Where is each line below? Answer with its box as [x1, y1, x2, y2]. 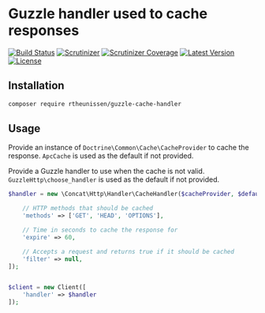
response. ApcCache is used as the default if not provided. [8, 151, 194, 160]
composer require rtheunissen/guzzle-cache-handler [8, 100, 181, 107]
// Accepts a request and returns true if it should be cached [22, 247, 235, 255]
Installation [8, 79, 65, 92]
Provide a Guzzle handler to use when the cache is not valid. [8, 167, 205, 176]
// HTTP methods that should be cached [22, 205, 154, 213]
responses [8, 21, 80, 40]
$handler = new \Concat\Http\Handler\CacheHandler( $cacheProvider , [8, 190, 235, 198]
